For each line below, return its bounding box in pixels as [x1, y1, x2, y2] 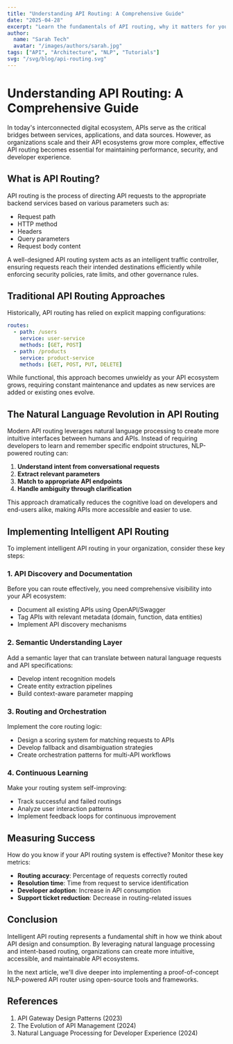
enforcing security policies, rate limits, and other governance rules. [7, 270, 199, 278]
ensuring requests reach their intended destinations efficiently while [7, 262, 202, 271]
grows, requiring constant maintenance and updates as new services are [7, 380, 216, 390]
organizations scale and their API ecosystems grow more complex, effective [7, 138, 225, 146]
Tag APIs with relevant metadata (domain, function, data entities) [17, 613, 203, 621]
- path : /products [13, 348, 67, 355]
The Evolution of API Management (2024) [17, 1021, 137, 1029]
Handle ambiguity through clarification [17, 485, 132, 493]
